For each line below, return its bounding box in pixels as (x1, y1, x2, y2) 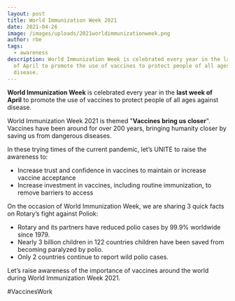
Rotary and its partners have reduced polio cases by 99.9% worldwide (17, 223, 221, 231)
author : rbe (7, 36, 42, 43)
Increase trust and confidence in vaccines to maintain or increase (17, 166, 206, 174)
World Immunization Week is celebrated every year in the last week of (7, 88, 213, 97)
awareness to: (7, 152, 48, 161)
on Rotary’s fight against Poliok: (7, 209, 99, 218)
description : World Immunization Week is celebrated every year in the (7, 56, 220, 63)
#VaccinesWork (7, 287, 53, 295)
